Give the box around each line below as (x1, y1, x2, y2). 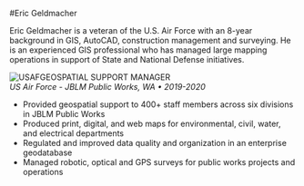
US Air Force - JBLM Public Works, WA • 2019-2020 (9, 82, 207, 92)
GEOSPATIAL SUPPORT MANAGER (39, 72, 171, 83)
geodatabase (22, 147, 73, 158)
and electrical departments (22, 128, 125, 139)
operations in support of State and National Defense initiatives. (9, 54, 245, 64)
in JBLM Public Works (22, 109, 106, 119)
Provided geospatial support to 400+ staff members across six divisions (22, 99, 294, 110)
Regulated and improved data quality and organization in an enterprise (22, 138, 287, 148)
